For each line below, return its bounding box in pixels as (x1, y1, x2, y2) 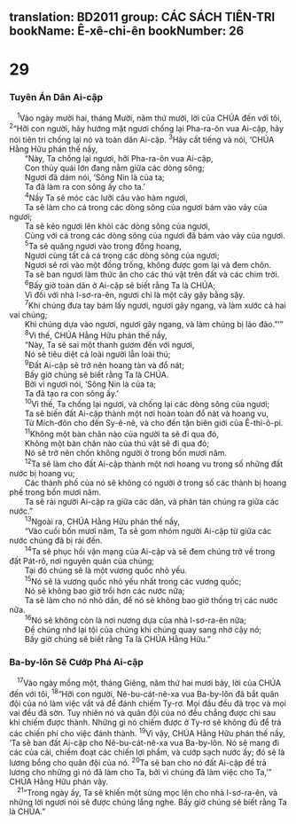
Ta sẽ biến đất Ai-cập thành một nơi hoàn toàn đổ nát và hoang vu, (25, 408, 269, 419)
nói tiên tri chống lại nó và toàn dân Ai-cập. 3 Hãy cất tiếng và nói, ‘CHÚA (9, 133, 275, 145)
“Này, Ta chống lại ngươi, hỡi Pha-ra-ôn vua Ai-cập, (25, 153, 214, 163)
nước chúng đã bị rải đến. (9, 535, 103, 546)
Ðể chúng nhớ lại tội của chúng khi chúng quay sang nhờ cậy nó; (25, 624, 262, 635)
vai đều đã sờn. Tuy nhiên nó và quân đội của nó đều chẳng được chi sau (9, 707, 277, 718)
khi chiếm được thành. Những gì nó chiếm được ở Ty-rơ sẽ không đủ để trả (9, 717, 282, 727)
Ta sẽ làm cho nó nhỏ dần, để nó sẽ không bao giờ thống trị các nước (25, 594, 278, 605)
